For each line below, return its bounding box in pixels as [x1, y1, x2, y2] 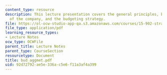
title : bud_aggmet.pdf [5, 58, 52, 63]
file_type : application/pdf [5, 26, 64, 31]
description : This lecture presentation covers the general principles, [5, 12, 159, 17]
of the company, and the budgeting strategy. [9, 16, 106, 21]
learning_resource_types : [5, 30, 59, 35]
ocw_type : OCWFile [5, 39, 43, 44]
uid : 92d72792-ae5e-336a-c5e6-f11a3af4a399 [5, 62, 97, 67]
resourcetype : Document [5, 53, 55, 58]
